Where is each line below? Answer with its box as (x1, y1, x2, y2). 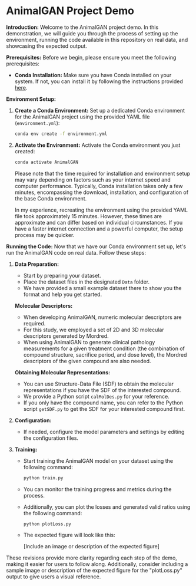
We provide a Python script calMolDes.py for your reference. (23, 393, 170, 400)
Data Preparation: (14, 261, 59, 268)
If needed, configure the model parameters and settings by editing (23, 428, 185, 435)
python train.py (23, 475, 64, 481)
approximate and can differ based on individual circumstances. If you (14, 219, 183, 226)
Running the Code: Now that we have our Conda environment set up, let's (6, 243, 187, 250)
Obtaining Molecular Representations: (14, 368, 111, 376)
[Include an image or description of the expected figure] (23, 543, 160, 550)
